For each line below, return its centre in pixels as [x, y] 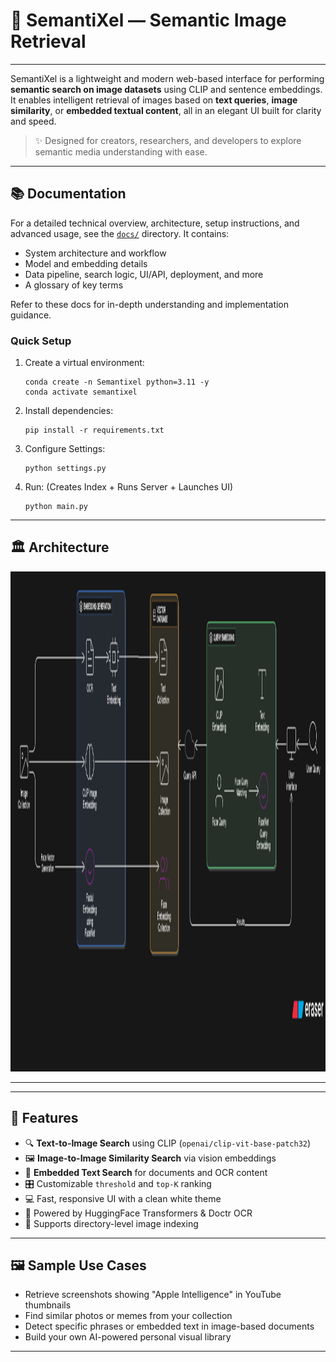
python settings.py [65, 469]
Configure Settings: [65, 449]
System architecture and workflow [95, 253]
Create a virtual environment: [84, 363]
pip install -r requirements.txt [94, 430]
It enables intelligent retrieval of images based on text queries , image [154, 100]
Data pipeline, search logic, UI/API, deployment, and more [144, 274]
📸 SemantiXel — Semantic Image [148, 20]
